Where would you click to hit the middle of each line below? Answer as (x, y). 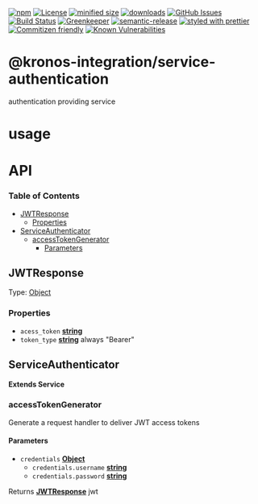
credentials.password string (79, 476)
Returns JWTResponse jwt (53, 492)
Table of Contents (44, 196)
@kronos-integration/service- (112, 62)
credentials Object (52, 459)
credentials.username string (79, 468)
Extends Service (37, 384)
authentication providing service (62, 101)
